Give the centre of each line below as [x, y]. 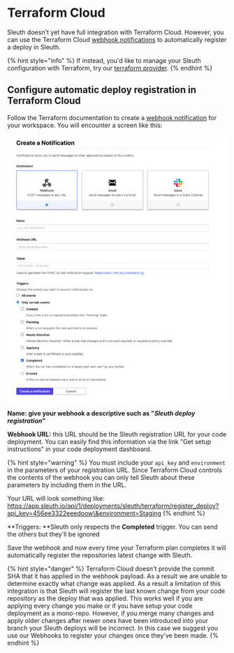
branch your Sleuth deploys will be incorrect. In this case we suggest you [113, 628]
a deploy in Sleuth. [34, 47]
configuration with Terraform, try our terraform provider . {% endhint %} [110, 68]
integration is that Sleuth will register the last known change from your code [116, 591]
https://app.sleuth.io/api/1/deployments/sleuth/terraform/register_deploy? [113, 506]
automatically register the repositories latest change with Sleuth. [100, 555]
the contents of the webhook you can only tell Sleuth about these [101, 477]
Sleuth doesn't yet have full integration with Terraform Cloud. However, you [116, 32]
